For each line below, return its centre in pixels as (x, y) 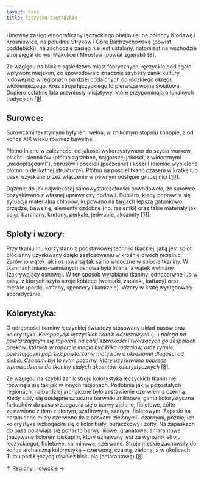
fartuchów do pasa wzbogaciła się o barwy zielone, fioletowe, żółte (91, 404)
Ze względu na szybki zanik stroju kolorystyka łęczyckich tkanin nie (91, 378)
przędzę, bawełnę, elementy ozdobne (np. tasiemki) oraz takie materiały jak (101, 208)
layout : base (23, 12)
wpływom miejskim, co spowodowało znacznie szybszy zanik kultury (93, 73)
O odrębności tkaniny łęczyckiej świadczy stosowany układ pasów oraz (96, 328)
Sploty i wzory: (36, 234)
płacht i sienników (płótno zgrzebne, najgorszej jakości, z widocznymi (94, 158)
